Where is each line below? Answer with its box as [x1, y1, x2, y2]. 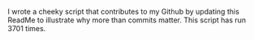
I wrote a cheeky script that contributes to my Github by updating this [7, 7, 240, 16]
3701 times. [7, 24, 46, 33]
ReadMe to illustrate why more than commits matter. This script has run [7, 15, 247, 25]
